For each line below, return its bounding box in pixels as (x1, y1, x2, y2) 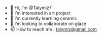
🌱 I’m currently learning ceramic (10, 15, 77, 21)
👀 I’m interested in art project (10, 10, 71, 16)
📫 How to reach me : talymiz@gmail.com (10, 26, 97, 32)
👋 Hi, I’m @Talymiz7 (10, 5, 52, 10)
